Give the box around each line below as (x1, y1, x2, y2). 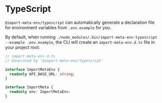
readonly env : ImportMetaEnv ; (9, 89, 71, 94)
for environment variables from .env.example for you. (5, 24, 111, 30)
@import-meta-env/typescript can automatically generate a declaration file (5, 19, 155, 25)
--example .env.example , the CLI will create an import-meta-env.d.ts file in (5, 39, 155, 45)
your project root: (5, 44, 40, 50)
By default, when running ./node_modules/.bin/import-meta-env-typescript (5, 34, 158, 40)
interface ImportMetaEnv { (5, 67, 60, 72)
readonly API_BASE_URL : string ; (9, 71, 76, 76)
